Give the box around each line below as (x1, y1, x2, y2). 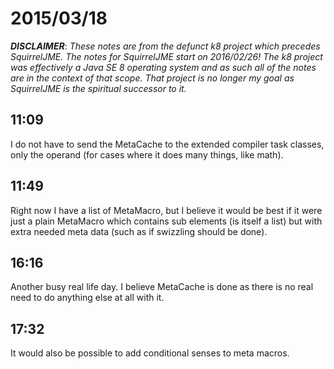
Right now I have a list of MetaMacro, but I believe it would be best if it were (10, 204, 323, 216)
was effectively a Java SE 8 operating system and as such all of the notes (10, 61, 317, 73)
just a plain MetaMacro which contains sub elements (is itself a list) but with (10, 215, 323, 227)
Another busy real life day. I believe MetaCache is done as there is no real (10, 281, 314, 293)
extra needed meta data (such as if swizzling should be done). (10, 225, 268, 237)
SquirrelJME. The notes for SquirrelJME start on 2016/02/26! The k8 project (10, 50, 323, 62)
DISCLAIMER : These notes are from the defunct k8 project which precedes (10, 40, 321, 52)
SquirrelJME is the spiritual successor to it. (10, 82, 187, 94)
